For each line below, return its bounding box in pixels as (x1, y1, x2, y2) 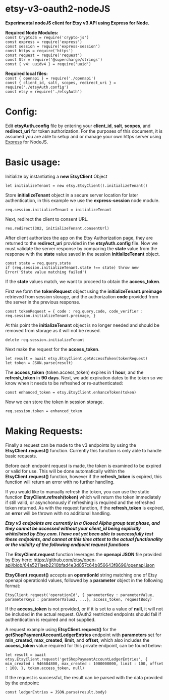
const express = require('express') (5, 39, 82, 45)
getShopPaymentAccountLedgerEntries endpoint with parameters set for (5, 632, 161, 638)
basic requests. (5, 453, 37, 459)
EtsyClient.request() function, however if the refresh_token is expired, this (5, 473, 162, 479)
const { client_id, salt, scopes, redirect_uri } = (5, 80, 116, 85)
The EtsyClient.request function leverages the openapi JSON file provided (5, 551, 162, 557)
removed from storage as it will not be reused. (5, 327, 101, 333)
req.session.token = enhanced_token (5, 408, 82, 413)
